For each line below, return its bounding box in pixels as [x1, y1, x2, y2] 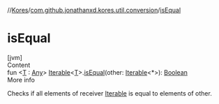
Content [7, 61, 31, 69]
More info [7, 75, 36, 84]
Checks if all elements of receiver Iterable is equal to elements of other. [7, 89, 213, 97]
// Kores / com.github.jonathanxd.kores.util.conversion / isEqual [7, 6, 181, 14]
